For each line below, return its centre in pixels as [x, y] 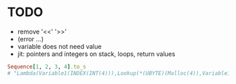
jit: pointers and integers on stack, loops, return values [96, 54]
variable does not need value [59, 46]
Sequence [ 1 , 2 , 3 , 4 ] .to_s [47, 66]
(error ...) [31, 38]
